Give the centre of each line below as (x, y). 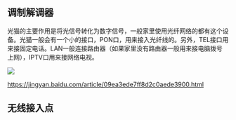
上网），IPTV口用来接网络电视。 (53, 57)
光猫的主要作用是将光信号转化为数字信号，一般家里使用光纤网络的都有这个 (115, 31)
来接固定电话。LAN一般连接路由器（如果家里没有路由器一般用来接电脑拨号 (115, 48)
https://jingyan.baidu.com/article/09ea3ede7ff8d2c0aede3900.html (106, 84)
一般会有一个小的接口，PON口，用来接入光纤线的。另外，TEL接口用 (130, 39)
